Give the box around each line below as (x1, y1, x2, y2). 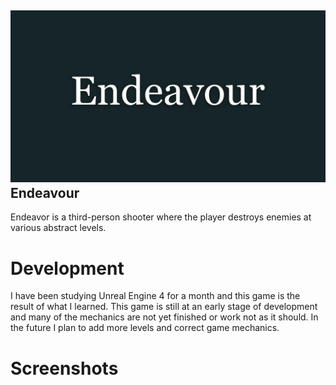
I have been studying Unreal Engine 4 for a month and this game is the (10, 290, 301, 302)
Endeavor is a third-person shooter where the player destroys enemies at (10, 211, 312, 223)
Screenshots (10, 357, 119, 380)
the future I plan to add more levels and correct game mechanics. (10, 322, 280, 334)
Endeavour (10, 185, 80, 202)
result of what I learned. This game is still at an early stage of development (10, 301, 318, 313)
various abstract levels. (10, 222, 107, 234)
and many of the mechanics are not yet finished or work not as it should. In (10, 311, 319, 323)
